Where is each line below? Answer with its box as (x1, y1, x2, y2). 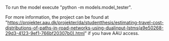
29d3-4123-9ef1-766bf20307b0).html (5, 30, 85, 36)
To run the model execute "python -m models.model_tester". (5, 5, 132, 10)
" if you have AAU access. (84, 30, 139, 36)
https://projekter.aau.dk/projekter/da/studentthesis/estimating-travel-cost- (7, 20, 164, 25)
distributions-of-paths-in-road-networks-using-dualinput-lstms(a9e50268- (5, 25, 164, 31)
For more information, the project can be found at (5, 14, 109, 20)
